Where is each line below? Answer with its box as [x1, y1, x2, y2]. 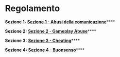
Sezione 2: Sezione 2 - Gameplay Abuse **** [5, 28, 96, 34]
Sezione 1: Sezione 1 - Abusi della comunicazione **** [5, 19, 115, 25]
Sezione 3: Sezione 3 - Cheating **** [5, 37, 80, 43]
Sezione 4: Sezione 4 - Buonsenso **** [5, 47, 85, 53]
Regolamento [5, 3, 60, 14]
